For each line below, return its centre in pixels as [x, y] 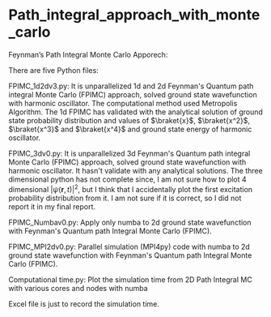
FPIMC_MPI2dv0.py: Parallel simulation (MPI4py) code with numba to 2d [129, 246]
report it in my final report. [52, 206]
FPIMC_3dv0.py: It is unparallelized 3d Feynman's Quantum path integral [129, 153]
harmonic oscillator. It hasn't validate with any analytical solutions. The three [135, 170]
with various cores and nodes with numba [78, 288]
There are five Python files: [53, 70]
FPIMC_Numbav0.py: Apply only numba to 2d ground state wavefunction [130, 222]
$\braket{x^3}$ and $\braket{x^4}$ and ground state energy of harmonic [130, 129]
